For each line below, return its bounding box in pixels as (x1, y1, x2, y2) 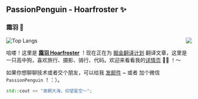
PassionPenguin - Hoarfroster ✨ (6, 5, 127, 15)
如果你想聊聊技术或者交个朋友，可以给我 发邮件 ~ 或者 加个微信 (6, 69, 160, 76)
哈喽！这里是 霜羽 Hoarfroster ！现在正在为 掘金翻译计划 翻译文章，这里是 (6, 49, 187, 56)
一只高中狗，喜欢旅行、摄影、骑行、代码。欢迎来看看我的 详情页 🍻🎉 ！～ (6, 56, 181, 63)
